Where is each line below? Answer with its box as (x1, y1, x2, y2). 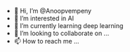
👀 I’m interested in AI (13, 14, 74, 22)
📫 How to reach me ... (13, 37, 79, 45)
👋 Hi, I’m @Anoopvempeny (13, 7, 92, 15)
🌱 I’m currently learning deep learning (13, 22, 124, 30)
